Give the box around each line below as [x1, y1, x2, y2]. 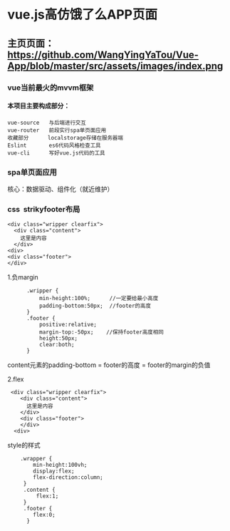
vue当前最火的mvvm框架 [7, 83, 94, 93]
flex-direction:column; [33, 474, 103, 481]
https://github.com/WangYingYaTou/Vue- [7, 48, 199, 61]
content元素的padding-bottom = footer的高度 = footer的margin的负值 [7, 361, 211, 369]
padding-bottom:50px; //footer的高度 [38, 302, 152, 310]
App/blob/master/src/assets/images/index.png [7, 60, 224, 72]
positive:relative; [38, 321, 98, 329]
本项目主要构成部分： [7, 101, 70, 110]
